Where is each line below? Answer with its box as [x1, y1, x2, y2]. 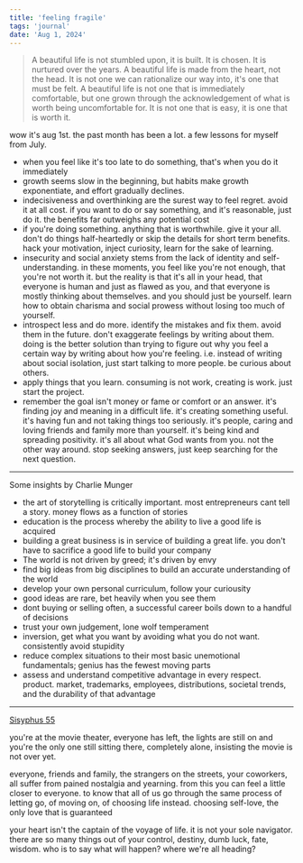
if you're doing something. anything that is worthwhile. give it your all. [22, 224, 281, 234]
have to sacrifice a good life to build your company [22, 545, 212, 555]
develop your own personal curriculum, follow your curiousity [22, 583, 251, 594]
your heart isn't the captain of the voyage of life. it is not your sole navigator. [9, 824, 293, 835]
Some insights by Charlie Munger [9, 480, 133, 491]
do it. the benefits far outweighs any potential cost [22, 214, 210, 225]
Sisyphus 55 [9, 714, 56, 726]
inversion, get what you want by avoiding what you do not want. [22, 631, 260, 642]
